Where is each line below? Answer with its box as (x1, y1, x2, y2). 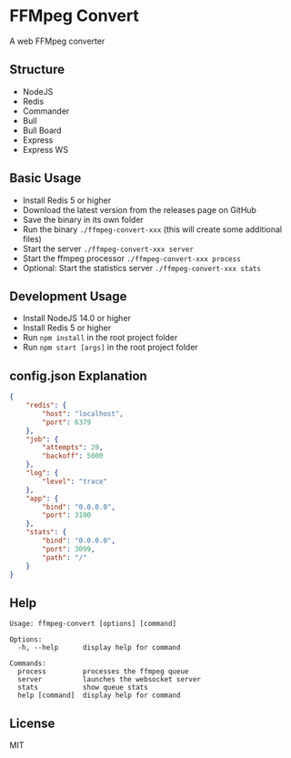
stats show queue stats (17, 683, 148, 692)
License (9, 715, 55, 731)
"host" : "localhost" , (42, 409, 125, 419)
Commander (22, 106, 70, 116)
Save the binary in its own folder (22, 214, 144, 225)
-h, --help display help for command (17, 643, 181, 652)
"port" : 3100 (42, 510, 92, 520)
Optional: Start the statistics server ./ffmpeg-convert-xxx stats (22, 262, 262, 273)
